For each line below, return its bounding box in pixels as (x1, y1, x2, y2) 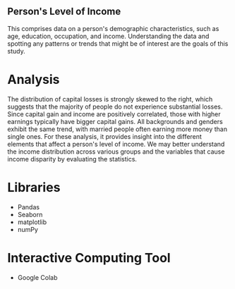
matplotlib (17, 218, 47, 226)
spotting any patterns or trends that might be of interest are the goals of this (7, 39, 229, 48)
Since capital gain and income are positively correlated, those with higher (7, 109, 221, 118)
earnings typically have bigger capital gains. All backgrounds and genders (7, 117, 224, 125)
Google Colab (17, 273, 58, 281)
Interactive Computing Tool (7, 250, 171, 266)
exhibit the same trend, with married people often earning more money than (7, 125, 228, 133)
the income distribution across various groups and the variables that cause (7, 147, 225, 156)
